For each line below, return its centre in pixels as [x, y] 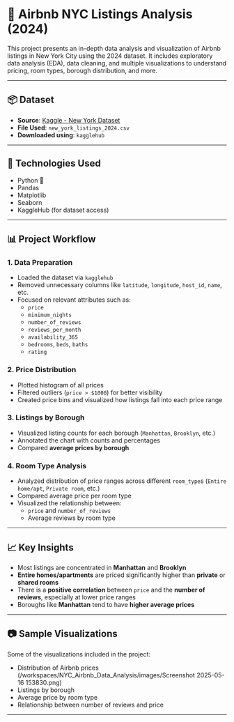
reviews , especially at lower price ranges [76, 597]
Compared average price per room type [75, 496]
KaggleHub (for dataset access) [63, 210]
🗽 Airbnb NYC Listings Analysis [100, 14]
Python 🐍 [30, 180]
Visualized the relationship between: [69, 503]
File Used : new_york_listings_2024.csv [73, 128]
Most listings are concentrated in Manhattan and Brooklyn [102, 567]
